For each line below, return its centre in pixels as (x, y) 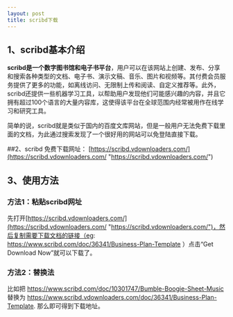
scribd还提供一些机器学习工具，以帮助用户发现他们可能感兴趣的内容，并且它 (116, 93)
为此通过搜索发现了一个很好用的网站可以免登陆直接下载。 (119, 134)
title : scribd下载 (33, 20)
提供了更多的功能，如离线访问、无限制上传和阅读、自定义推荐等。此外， (116, 85)
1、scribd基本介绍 (46, 49)
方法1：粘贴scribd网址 (45, 201)
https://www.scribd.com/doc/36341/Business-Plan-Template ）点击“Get (110, 244)
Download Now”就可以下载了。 (52, 253)
